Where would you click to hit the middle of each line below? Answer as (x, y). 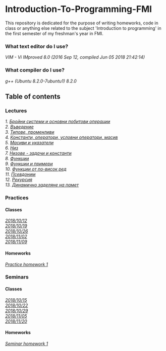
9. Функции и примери (29, 164)
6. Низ (12, 148)
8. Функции (17, 159)
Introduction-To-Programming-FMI (79, 9)
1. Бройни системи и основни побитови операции (58, 122)
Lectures (16, 110)
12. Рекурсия (19, 179)
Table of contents (33, 96)
